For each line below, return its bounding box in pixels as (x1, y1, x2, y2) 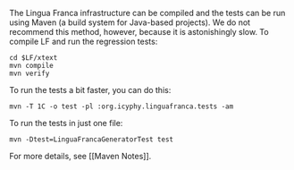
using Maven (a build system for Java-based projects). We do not (9, 17, 251, 28)
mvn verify (9, 69, 50, 78)
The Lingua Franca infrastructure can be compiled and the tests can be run (9, 8, 286, 18)
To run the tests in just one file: (9, 118, 123, 128)
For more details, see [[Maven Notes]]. (9, 151, 152, 161)
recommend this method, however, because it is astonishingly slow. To (9, 27, 270, 37)
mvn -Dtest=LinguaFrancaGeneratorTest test (9, 135, 174, 144)
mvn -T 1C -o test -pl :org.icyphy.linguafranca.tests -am (9, 102, 234, 111)
